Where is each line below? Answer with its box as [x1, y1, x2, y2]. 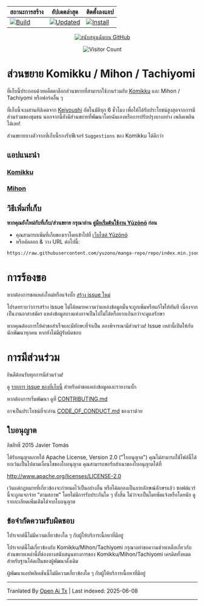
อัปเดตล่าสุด [51, 8, 79, 16]
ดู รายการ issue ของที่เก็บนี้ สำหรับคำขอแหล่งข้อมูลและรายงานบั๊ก [7, 383, 137, 390]
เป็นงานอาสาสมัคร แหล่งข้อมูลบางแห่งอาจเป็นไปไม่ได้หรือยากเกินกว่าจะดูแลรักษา [7, 310, 165, 317]
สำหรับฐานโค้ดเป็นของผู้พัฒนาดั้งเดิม [7, 558, 78, 565]
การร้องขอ [7, 271, 47, 284]
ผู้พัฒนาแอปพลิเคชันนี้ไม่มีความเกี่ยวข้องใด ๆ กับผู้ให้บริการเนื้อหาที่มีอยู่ [7, 570, 146, 577]
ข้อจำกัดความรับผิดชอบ [7, 515, 74, 526]
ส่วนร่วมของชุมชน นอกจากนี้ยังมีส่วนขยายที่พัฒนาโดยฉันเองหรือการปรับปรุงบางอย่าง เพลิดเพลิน [7, 113, 195, 120]
